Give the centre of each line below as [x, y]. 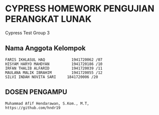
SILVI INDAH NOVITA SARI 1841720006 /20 [52, 77]
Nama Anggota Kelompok [45, 48]
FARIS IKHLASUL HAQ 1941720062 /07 [54, 60]
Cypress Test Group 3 [27, 33]
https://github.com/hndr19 [33, 108]
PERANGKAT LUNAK [48, 19]
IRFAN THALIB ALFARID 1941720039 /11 [54, 68]
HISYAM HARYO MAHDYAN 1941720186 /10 [54, 64]
